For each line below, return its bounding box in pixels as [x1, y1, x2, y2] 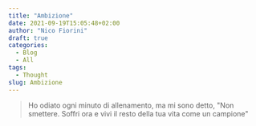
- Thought [15, 71, 48, 79]
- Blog [15, 49, 38, 57]
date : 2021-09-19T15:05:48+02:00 [8, 19, 120, 27]
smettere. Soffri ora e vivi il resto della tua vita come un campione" [27, 108, 249, 118]
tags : [8, 64, 26, 72]
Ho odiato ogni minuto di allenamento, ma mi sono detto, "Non [27, 100, 234, 110]
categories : [8, 41, 48, 49]
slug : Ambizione [8, 78, 63, 86]
